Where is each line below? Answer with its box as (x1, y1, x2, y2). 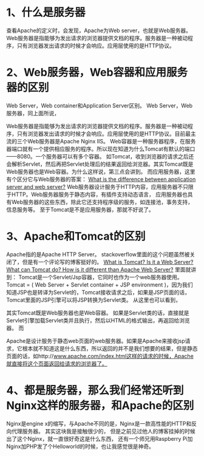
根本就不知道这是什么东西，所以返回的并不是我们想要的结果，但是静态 (22, 344, 198, 352)
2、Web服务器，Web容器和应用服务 (6, 66, 188, 80)
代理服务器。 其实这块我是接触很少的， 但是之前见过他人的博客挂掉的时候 (11, 427, 195, 435)
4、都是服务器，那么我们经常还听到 (6, 384, 184, 397)
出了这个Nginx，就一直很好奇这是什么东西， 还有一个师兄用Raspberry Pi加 (6, 435, 193, 442)
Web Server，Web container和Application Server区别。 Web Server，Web (6, 101, 193, 109)
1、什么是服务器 (6, 5, 86, 19)
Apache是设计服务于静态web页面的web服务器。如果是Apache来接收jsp (6, 337, 185, 344)
